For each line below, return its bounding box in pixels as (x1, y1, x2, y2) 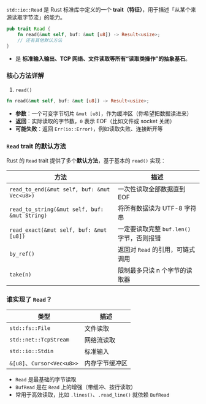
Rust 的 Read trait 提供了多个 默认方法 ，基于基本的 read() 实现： (6, 156, 167, 164)
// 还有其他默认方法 (17, 37, 63, 44)
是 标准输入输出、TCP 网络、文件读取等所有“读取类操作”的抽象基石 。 (15, 55, 191, 62)
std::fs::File (9, 325, 51, 332)
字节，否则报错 (117, 234, 161, 242)
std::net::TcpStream (9, 337, 69, 343)
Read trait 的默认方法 (6, 142, 66, 150)
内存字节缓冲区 (84, 359, 128, 367)
